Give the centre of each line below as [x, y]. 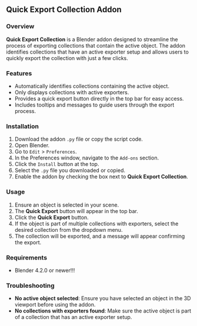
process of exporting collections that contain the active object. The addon [96, 45]
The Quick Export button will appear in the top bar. [76, 211]
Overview [20, 26]
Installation [23, 126]
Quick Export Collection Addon [64, 10]
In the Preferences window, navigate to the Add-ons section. [87, 158]
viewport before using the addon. [55, 305]
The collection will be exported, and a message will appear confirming [100, 236]
